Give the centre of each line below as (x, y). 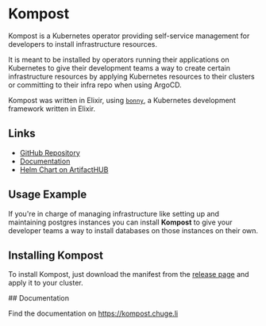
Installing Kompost (56, 255)
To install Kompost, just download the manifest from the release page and (129, 274)
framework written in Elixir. (52, 109)
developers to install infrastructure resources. (83, 44)
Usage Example (48, 195)
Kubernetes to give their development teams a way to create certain (119, 67)
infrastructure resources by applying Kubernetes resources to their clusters (132, 76)
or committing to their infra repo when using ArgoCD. (95, 85)
